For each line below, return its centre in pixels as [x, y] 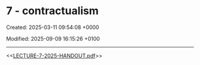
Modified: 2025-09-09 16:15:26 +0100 [53, 38]
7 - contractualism [53, 11]
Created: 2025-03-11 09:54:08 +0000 [53, 27]
